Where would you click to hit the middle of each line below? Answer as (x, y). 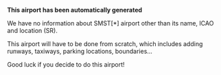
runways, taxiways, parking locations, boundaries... (80, 51)
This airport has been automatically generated (75, 10)
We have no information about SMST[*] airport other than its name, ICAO (110, 23)
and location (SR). (33, 31)
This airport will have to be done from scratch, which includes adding (105, 44)
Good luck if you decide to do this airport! (66, 64)
